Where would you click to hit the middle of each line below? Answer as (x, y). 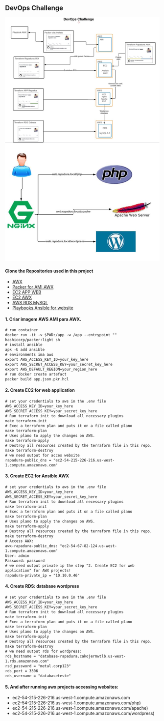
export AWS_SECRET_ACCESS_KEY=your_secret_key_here (59, 365)
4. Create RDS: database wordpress (42, 586)
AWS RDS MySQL (30, 303)
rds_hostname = (21, 656)
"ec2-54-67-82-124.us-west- (88, 546)
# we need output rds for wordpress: (44, 651)
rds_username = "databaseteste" (38, 676)
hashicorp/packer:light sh (33, 340)
